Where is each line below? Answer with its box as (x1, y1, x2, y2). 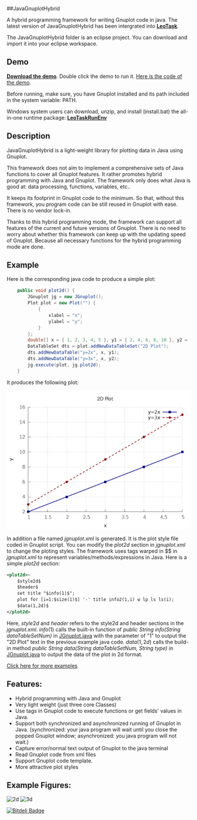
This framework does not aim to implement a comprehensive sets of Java (6, 164, 184, 171)
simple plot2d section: (6, 560, 60, 567)
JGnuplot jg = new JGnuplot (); (27, 294, 104, 300)
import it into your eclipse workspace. (6, 40, 98, 47)
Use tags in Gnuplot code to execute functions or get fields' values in (15, 707, 182, 714)
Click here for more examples (6, 662, 78, 669)
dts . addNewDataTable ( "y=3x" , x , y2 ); (27, 356, 119, 362)
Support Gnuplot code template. (15, 757, 93, 764)
